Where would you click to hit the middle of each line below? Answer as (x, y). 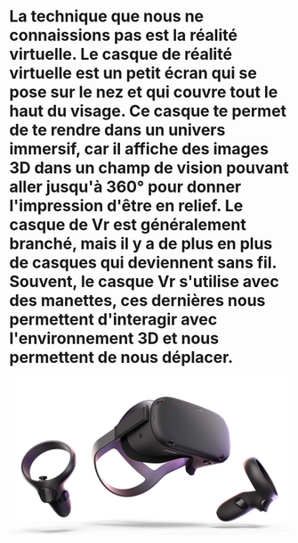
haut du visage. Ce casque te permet (148, 111)
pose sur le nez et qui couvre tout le (144, 92)
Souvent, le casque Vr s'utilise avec (145, 282)
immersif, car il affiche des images (139, 149)
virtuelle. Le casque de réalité (121, 54)
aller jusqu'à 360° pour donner (125, 187)
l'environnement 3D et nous (114, 338)
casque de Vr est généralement (128, 225)
